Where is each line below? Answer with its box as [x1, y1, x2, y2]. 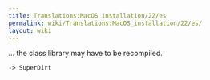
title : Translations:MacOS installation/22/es [8, 11, 167, 20]
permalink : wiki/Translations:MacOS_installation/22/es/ [8, 19, 203, 27]
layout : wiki [8, 26, 52, 34]
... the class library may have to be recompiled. [8, 49, 163, 58]
